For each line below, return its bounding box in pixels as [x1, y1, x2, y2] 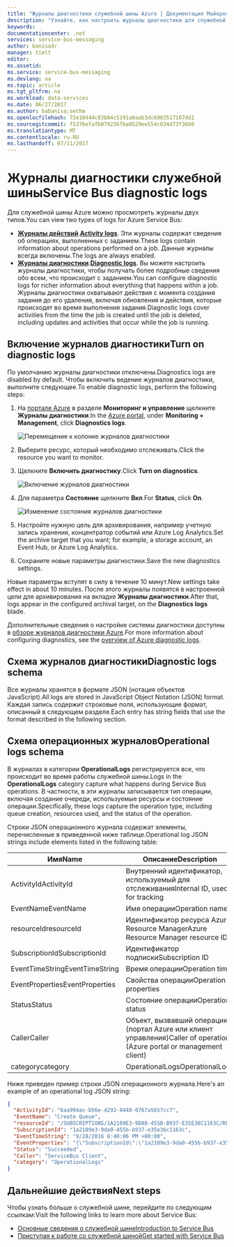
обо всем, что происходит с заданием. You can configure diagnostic [17, 274, 218, 282]
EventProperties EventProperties [10, 979, 116, 989]
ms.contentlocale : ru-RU [7, 133, 79, 140]
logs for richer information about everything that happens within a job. [17, 281, 219, 290]
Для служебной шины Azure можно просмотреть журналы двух [7, 208, 199, 217]
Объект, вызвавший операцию [125, 1015, 230, 1025]
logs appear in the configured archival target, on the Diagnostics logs [7, 599, 208, 608]
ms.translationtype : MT [7, 127, 77, 134]
